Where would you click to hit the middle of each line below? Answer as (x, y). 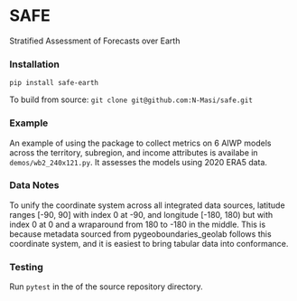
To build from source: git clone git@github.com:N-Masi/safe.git (131, 99)
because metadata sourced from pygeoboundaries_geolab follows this (141, 234)
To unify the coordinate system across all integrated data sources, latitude (148, 205)
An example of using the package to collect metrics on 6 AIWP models (140, 143)
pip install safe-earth (54, 83)
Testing (26, 267)
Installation (35, 64)
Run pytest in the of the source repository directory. (106, 287)
